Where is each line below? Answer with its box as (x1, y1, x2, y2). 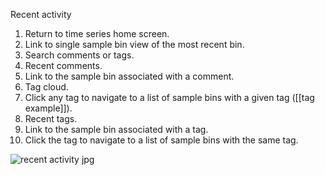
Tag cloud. (24, 81, 69, 93)
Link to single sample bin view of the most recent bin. (24, 39, 245, 50)
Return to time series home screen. (24, 28, 170, 39)
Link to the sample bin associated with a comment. (24, 70, 235, 82)
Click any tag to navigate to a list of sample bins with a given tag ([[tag (24, 92, 315, 103)
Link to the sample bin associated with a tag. (24, 124, 209, 135)
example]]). (24, 102, 73, 114)
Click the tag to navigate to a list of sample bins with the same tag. (24, 134, 299, 146)
